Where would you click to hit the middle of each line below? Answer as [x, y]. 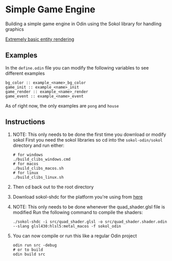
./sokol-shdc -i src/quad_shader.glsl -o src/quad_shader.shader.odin [90, 222]
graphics [15, 29]
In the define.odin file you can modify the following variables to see [77, 67]
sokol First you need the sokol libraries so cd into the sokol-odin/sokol [88, 140]
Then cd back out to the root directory [53, 187]
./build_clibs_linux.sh [38, 177]
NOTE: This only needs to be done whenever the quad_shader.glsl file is [89, 206]
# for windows [28, 155]
